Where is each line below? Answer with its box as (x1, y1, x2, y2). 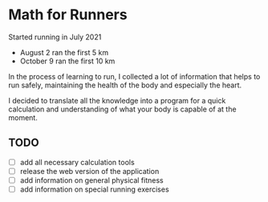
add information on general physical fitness (19, 175, 164, 185)
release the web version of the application (19, 166, 160, 176)
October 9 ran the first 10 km (19, 56, 116, 66)
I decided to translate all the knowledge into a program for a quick (8, 95, 226, 105)
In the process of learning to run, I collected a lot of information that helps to (8, 71, 261, 81)
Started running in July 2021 (8, 32, 102, 42)
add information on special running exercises (19, 184, 170, 194)
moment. (8, 112, 38, 122)
